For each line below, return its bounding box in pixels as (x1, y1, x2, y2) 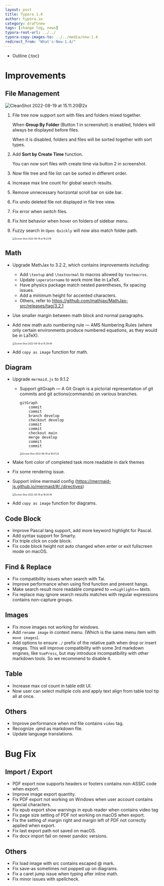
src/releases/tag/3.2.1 (19, 303, 64, 309)
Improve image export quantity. (12, 791, 76, 797)
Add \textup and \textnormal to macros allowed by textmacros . (19, 271, 148, 277)
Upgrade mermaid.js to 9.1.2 (12, 376, 69, 382)
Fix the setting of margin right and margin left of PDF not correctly (12, 818, 146, 823)
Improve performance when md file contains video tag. (12, 721, 124, 727)
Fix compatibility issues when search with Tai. (12, 576, 106, 581)
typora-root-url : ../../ (5, 30, 56, 35)
